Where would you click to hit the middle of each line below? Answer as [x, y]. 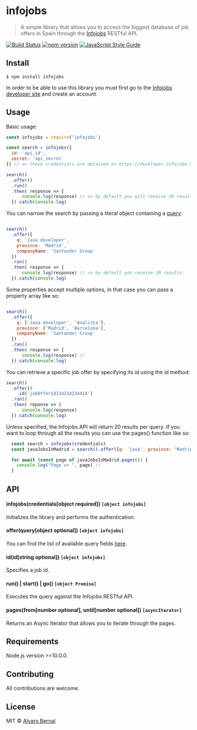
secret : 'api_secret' [38, 159]
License [21, 707]
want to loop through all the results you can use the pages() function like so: [98, 433]
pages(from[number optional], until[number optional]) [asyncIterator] [94, 610]
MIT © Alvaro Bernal [31, 721]
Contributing [30, 674]
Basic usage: [22, 126]
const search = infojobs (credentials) [59, 444]
